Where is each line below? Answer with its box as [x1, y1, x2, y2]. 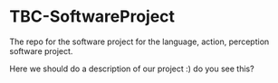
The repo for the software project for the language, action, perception [9, 36, 270, 47]
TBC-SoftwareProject [9, 6, 175, 27]
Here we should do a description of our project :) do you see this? [9, 63, 255, 74]
